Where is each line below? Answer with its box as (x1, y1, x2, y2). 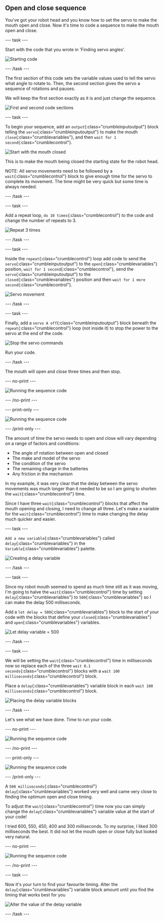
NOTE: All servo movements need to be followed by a (5, 168, 113, 174)
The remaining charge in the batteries (12, 465, 88, 471)
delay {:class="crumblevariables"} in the (5, 540, 86, 546)
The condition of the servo (12, 460, 66, 466)
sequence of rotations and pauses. (5, 86, 75, 92)
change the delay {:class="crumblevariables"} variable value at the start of (5, 808, 155, 814)
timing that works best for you (5, 891, 66, 897)
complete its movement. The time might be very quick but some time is (5, 178, 148, 184)
